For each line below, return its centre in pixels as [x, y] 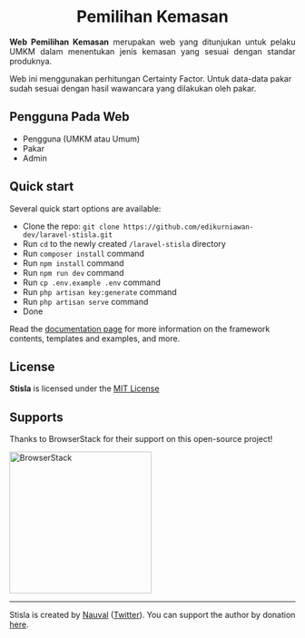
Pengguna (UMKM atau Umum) [81, 139]
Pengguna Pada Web [69, 117]
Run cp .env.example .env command [92, 282]
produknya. [31, 61]
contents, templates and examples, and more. [95, 339]
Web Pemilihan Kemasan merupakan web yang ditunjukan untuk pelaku [152, 42]
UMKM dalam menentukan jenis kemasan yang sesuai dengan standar [152, 51]
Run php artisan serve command [85, 301]
